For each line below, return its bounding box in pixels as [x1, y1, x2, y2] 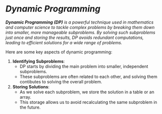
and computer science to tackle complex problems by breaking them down [5, 24, 155, 30]
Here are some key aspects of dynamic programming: [5, 49, 112, 55]
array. [19, 94, 32, 100]
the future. [19, 104, 41, 110]
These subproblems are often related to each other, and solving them [19, 74, 158, 79]
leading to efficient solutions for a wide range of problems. [5, 39, 122, 45]
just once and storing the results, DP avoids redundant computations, [5, 35, 144, 40]
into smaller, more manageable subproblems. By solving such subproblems [5, 29, 156, 35]
